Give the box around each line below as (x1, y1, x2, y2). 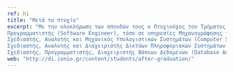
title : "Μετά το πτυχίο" (7, 17, 79, 24)
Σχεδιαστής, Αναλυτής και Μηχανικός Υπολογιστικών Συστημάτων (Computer (7, 36, 223, 43)
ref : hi (7, 10, 30, 17)
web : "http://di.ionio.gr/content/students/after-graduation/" (7, 56, 195, 63)
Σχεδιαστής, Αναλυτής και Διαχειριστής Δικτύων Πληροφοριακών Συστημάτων (7, 42, 226, 49)
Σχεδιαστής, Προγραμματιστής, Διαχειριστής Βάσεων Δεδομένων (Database (7, 49, 219, 56)
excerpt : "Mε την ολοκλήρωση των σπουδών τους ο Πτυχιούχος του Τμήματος (7, 23, 226, 30)
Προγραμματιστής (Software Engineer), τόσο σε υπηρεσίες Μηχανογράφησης (7, 29, 223, 37)
